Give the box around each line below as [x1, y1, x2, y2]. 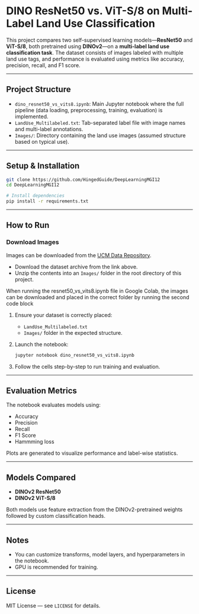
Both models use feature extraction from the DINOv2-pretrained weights [6, 506, 183, 513]
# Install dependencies [6, 193, 65, 199]
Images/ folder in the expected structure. [23, 329, 123, 336]
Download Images [6, 238, 59, 246]
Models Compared [6, 472, 76, 482]
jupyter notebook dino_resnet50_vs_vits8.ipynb [14, 352, 134, 358]
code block [6, 300, 34, 307]
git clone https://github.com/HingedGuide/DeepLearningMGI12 [6, 176, 161, 182]
